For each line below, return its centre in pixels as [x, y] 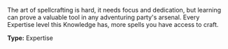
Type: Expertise [30, 38]
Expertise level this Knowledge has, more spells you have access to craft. [113, 24]
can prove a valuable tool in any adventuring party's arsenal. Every [104, 17]
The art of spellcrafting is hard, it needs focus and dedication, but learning [114, 10]
